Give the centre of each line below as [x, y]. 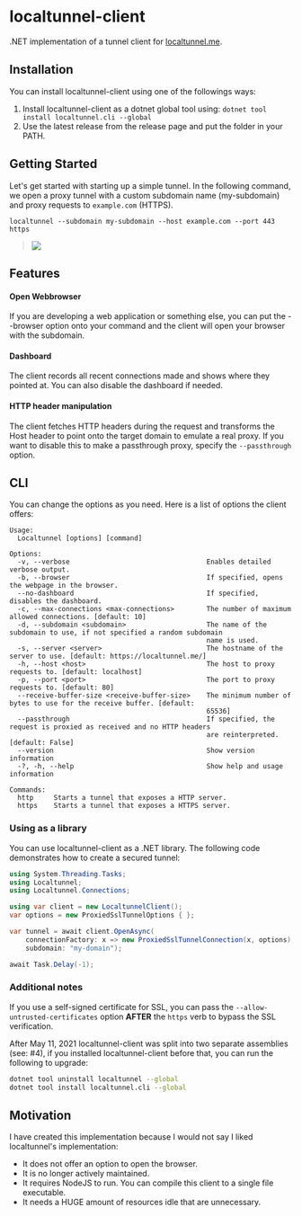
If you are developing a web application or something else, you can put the [147, 316]
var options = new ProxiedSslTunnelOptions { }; [102, 915]
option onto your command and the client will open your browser [165, 326]
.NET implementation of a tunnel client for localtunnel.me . [116, 41]
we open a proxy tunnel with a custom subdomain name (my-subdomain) [145, 195]
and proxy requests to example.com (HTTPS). [91, 205]
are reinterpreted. [243, 735]
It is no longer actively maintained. [86, 1174]
